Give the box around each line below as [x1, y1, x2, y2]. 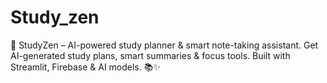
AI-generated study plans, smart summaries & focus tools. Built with [10, 49, 291, 61]
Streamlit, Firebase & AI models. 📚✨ [10, 61, 161, 73]
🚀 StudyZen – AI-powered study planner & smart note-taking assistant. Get [10, 39, 319, 51]
